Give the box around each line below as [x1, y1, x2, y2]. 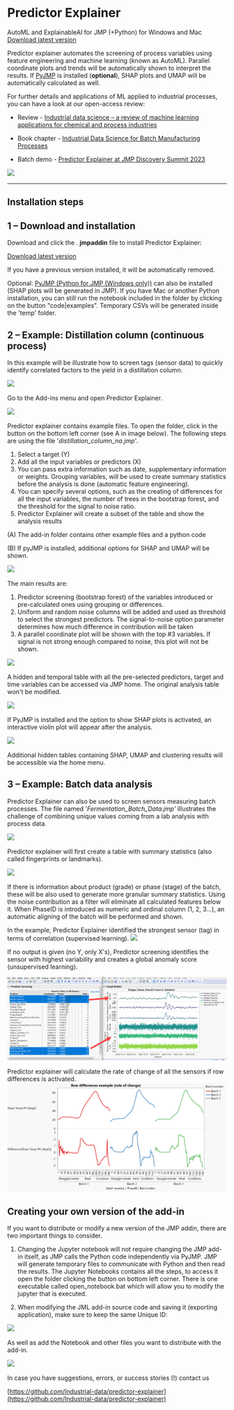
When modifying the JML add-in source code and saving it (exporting [17, 1303, 218, 1312]
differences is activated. [7, 1075, 77, 1083]
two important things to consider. [7, 1231, 102, 1240]
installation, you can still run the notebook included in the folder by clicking [7, 294, 222, 302]
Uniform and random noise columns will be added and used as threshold [17, 608, 226, 616]
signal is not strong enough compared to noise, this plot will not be [17, 637, 209, 645]
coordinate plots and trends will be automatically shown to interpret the [7, 64, 212, 72]
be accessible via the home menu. [7, 758, 106, 766]
